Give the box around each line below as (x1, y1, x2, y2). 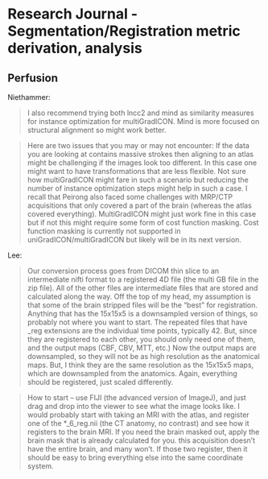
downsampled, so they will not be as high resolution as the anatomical (27, 352, 261, 361)
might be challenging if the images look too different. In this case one (27, 158, 258, 167)
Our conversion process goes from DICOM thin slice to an (27, 266, 220, 275)
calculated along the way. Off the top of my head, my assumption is (27, 291, 251, 301)
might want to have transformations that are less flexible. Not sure (27, 167, 246, 175)
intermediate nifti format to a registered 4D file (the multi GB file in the (27, 275, 259, 284)
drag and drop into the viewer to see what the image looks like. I (27, 402, 241, 411)
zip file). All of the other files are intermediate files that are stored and (27, 283, 258, 292)
